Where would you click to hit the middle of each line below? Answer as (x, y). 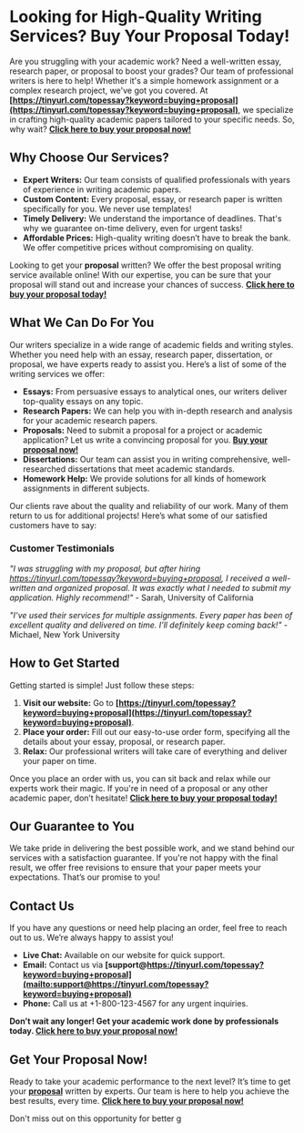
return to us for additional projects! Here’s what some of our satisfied (138, 515)
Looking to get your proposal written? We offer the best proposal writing (146, 265)
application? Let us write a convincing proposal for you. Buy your (145, 440)
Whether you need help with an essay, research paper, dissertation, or (141, 354)
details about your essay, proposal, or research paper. (124, 741)
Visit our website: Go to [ (71, 702)
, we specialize (266, 109)
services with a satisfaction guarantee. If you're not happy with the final (144, 858)
